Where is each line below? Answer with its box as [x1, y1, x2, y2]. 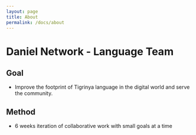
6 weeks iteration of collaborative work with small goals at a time [14, 123, 172, 130]
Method [6, 107, 36, 117]
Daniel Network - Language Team [6, 45, 174, 58]
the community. [14, 90, 53, 97]
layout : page [6, 8, 38, 15]
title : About [6, 14, 38, 20]
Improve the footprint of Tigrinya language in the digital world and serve [14, 83, 190, 91]
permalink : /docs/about [6, 19, 65, 25]
